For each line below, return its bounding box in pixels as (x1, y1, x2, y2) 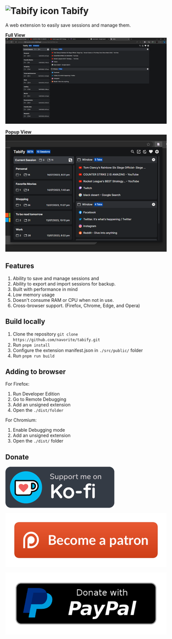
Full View (5, 32, 26, 38)
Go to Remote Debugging (12, 396, 67, 403)
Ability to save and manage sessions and (12, 275, 99, 281)
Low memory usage (12, 292, 55, 298)
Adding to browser (5, 367, 66, 376)
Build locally (5, 317, 46, 326)
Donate (5, 453, 29, 461)
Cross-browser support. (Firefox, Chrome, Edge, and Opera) (12, 302, 140, 309)
